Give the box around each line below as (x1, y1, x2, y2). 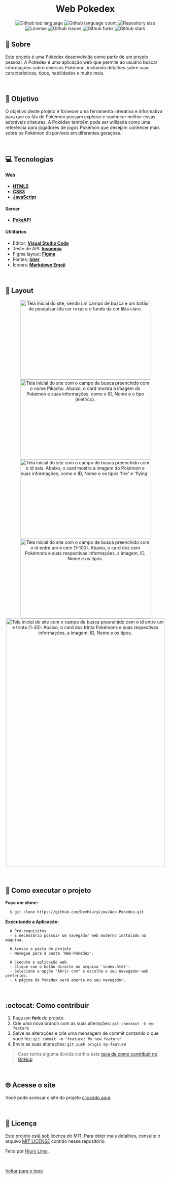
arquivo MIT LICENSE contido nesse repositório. (5, 1138, 106, 1144)
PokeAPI (12, 217, 31, 223)
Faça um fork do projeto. (12, 1015, 65, 1021)
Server (5, 205, 20, 212)
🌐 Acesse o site (5, 1081, 56, 1090)
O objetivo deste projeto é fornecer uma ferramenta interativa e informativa (5, 108, 162, 114)
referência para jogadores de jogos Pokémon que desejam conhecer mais (5, 124, 160, 130)
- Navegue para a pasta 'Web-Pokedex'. (10, 951, 94, 956)
